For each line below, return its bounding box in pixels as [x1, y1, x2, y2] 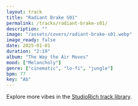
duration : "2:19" [6, 48, 51, 55]
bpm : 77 [6, 71, 26, 77]
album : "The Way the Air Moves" [6, 54, 89, 60]
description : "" [6, 25, 48, 32]
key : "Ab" [6, 76, 32, 82]
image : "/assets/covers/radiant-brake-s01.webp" [6, 31, 133, 38]
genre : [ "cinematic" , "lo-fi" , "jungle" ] [6, 65, 114, 71]
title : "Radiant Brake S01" [6, 15, 78, 21]
